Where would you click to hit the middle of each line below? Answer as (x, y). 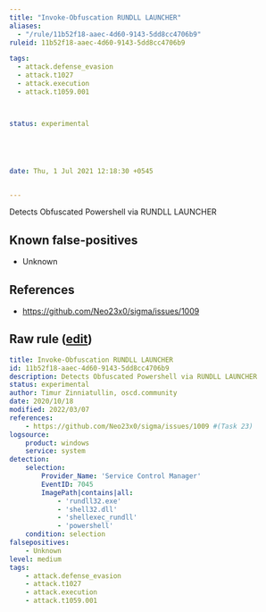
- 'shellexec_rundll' (97, 518)
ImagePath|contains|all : (87, 492)
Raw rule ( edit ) (51, 339)
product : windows (58, 443)
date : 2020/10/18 (42, 402)
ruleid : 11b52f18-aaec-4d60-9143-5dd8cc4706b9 (97, 42)
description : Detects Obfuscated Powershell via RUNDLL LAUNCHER (133, 376)
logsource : (29, 434)
